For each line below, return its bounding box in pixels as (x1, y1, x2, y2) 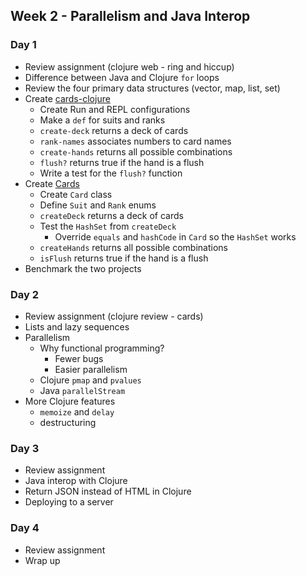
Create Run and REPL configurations (39, 103, 191, 115)
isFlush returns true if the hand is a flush (39, 252, 209, 264)
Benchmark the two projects (24, 262, 142, 274)
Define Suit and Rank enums (39, 199, 157, 211)
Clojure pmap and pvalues (39, 374, 142, 386)
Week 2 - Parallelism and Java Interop (10, 8, 251, 25)
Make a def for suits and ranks (39, 114, 166, 126)
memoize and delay (39, 405, 115, 418)
